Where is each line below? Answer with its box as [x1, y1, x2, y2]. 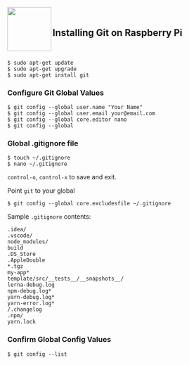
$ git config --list [7, 350, 68, 358]
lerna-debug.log [7, 281, 55, 288]
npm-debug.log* [7, 288, 52, 295]
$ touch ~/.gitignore [7, 155, 71, 162]
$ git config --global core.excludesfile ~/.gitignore [7, 200, 171, 207]
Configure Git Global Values [7, 88, 104, 98]
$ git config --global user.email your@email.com [7, 110, 156, 117]
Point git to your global [7, 186, 75, 195]
